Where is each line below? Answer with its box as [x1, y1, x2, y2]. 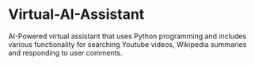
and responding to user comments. [8, 48, 123, 57]
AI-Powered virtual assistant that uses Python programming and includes [8, 31, 247, 41]
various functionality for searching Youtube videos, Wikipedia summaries [8, 39, 247, 49]
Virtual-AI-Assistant [8, 5, 145, 23]
